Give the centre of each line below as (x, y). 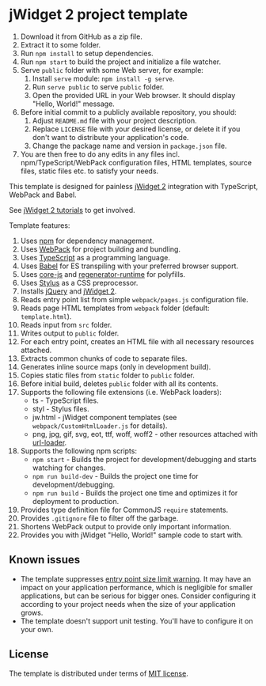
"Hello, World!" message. (74, 104)
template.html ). (46, 316)
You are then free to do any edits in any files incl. (100, 154)
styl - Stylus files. (61, 408)
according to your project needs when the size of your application (128, 604)
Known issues (45, 560)
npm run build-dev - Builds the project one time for (115, 476)
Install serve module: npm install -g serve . (103, 78)
